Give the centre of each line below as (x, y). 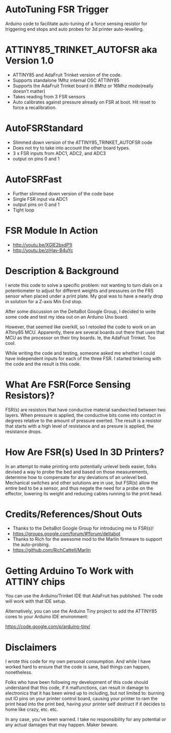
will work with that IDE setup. (36, 601)
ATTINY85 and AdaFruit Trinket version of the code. (67, 75)
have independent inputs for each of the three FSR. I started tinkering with (83, 358)
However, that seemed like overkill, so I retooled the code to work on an (81, 327)
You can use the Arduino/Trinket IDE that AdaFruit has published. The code (84, 596)
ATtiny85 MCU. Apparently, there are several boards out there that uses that (85, 332)
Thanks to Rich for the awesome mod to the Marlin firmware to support (87, 539)
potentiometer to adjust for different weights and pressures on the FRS (80, 290)
